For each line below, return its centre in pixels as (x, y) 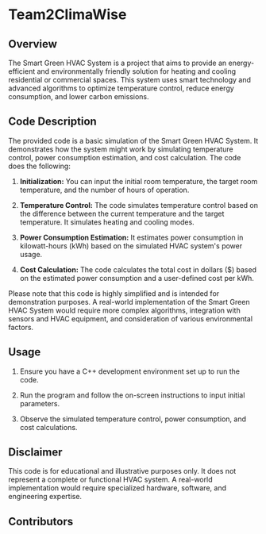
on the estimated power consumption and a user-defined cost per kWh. (137, 278)
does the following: (40, 166)
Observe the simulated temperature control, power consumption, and (133, 419)
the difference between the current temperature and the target (122, 213)
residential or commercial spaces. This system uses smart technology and (130, 80)
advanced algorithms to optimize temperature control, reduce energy (121, 88)
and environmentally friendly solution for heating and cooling (137, 71)
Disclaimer (35, 453)
